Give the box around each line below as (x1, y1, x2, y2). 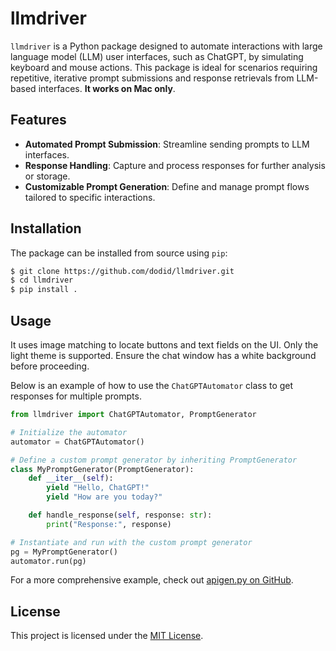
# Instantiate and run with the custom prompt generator (10, 537, 253, 547)
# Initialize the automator (10, 427, 128, 437)
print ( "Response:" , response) (46, 519, 172, 529)
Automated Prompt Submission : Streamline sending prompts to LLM (24, 138, 310, 150)
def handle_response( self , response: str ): (28, 510, 213, 520)
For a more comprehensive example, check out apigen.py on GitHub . (10, 574, 294, 586)
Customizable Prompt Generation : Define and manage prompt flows (24, 180, 310, 192)
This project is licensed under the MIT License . (10, 630, 204, 642)
